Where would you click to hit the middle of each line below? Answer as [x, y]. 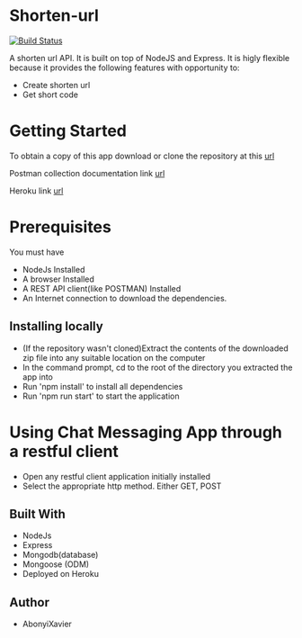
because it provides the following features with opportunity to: [124, 67]
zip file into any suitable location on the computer [114, 357]
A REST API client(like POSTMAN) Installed [102, 288]
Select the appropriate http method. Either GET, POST [122, 486]
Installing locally [56, 326]
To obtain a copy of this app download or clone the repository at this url [142, 156]
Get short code [50, 94]
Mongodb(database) [60, 555]
